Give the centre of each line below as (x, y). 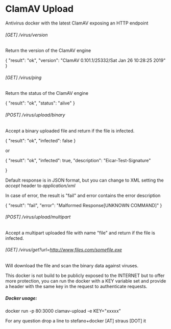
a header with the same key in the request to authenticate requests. (76, 286)
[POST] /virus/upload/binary (35, 115)
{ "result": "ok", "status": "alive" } (40, 103)
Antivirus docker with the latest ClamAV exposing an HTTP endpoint (77, 23)
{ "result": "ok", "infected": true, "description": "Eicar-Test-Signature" (78, 160)
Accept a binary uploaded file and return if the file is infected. (70, 131)
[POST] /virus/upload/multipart (38, 217)
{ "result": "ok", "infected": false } (41, 140)
